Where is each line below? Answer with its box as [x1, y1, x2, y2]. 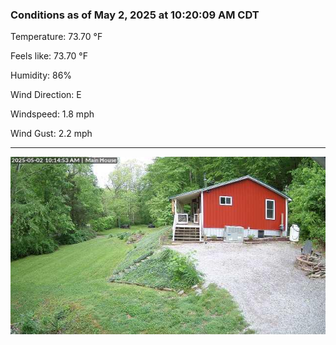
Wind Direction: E [10, 89, 82, 101]
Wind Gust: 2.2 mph [10, 128, 93, 140]
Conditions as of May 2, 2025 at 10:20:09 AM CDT [10, 8, 260, 22]
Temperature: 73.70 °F [10, 31, 103, 43]
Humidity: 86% [10, 69, 73, 82]
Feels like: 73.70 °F [10, 50, 89, 62]
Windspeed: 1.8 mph [10, 108, 95, 120]
